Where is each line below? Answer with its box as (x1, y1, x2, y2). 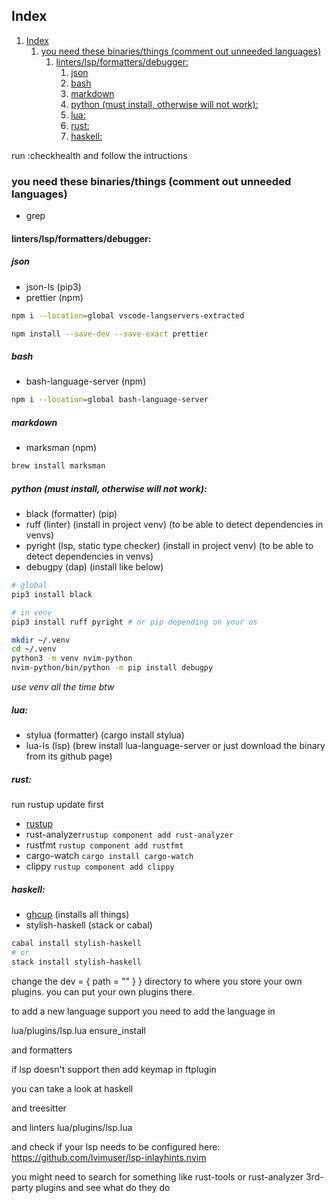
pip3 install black (11, 589, 93, 599)
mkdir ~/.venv (11, 635, 71, 645)
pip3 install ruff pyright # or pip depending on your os (11, 617, 258, 627)
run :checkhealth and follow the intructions (11, 149, 188, 161)
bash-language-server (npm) (25, 375, 147, 388)
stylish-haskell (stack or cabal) (25, 919, 153, 931)
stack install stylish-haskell (11, 957, 142, 967)
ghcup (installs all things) (25, 908, 130, 920)
